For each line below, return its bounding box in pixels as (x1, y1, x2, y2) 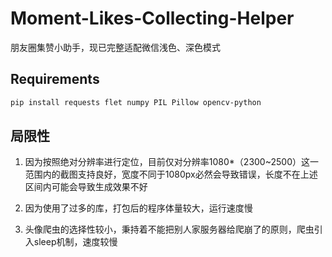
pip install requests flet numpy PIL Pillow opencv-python (10, 97, 262, 107)
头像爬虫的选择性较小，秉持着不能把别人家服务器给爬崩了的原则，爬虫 (24, 223, 315, 236)
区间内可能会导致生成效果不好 (24, 181, 148, 193)
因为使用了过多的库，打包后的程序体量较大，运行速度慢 (24, 202, 253, 214)
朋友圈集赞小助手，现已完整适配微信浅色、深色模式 (10, 41, 221, 53)
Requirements (10, 71, 100, 88)
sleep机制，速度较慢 (33, 236, 118, 248)
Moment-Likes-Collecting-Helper (10, 7, 295, 30)
